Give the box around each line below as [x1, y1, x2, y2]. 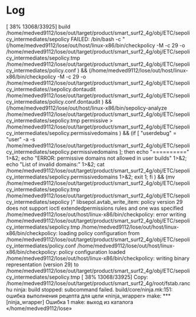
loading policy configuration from [58, 229, 140, 236]
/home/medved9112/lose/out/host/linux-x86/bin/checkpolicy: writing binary [6, 255, 190, 262]
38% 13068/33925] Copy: [84, 273, 149, 280]
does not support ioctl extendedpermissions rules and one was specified [6, 204, 184, 212]
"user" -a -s [6, 136, 35, 143]
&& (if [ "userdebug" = [122, 129, 177, 136]
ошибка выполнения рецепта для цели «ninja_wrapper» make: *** [6, 292, 171, 299]
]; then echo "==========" [119, 148, 190, 155]
